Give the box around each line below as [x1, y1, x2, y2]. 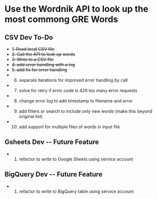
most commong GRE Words [4, 14, 118, 25]
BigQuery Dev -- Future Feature [4, 170, 103, 179]
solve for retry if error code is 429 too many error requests [19, 88, 137, 93]
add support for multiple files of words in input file [19, 124, 120, 130]
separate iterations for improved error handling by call [19, 77, 128, 83]
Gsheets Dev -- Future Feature [4, 138, 99, 146]
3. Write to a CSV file [11, 57, 54, 62]
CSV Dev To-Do [4, 33, 53, 41]
